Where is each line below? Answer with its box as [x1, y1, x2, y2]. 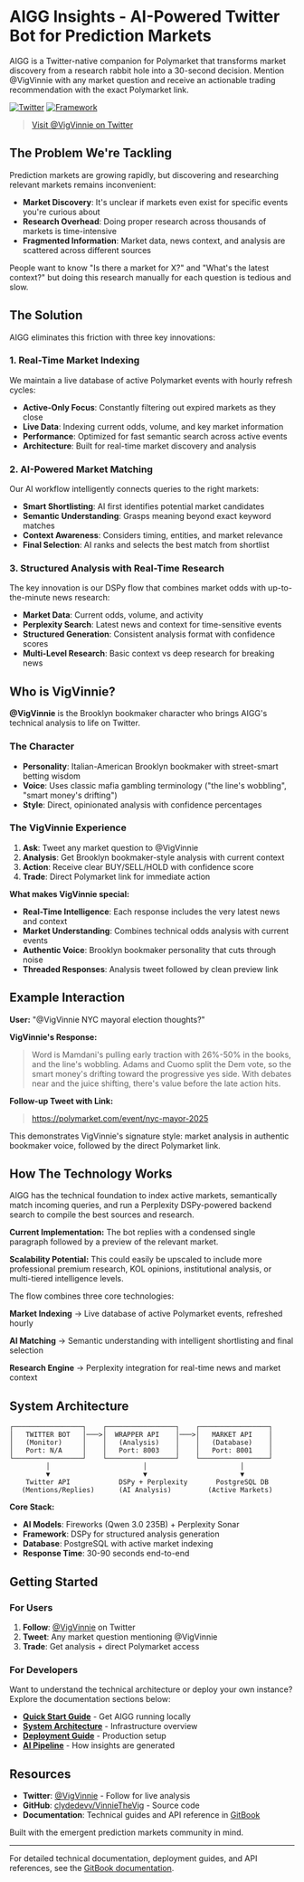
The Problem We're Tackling [9, 146, 173, 161]
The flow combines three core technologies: [9, 1291, 175, 1301]
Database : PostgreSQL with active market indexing [22, 1538, 214, 1549]
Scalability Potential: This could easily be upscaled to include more [9, 1254, 262, 1265]
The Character [9, 740, 75, 752]
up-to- [268, 582, 292, 593]
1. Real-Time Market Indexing [9, 355, 140, 367]
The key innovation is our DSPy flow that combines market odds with [9, 582, 267, 593]
